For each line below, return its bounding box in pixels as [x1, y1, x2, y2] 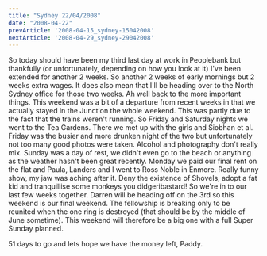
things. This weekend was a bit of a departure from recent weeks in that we [8, 97, 256, 107]
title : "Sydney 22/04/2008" [8, 11, 102, 20]
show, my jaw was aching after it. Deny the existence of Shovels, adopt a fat [8, 174, 257, 183]
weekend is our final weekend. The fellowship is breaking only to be [8, 199, 230, 208]
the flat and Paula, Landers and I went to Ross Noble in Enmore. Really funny [8, 165, 259, 174]
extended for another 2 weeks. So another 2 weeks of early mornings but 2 [8, 72, 255, 82]
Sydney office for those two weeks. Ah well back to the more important [8, 89, 241, 99]
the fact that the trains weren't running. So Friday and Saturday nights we [8, 114, 249, 124]
